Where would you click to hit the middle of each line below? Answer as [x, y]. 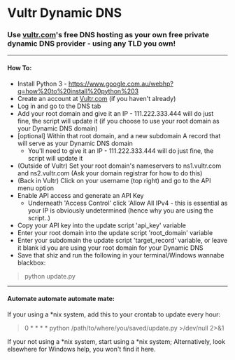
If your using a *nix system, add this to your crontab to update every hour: [114, 314]
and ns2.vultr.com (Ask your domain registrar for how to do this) [110, 173]
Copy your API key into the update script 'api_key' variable [102, 225]
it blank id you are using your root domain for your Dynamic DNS [111, 248]
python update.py [50, 276]
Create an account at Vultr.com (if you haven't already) [97, 98]
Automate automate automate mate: [61, 299]
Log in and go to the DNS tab [59, 106]
